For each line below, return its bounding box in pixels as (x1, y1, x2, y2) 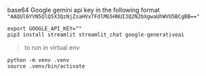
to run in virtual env (24, 44, 80, 51)
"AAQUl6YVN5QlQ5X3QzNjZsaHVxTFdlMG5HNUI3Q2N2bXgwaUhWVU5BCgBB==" (7, 13, 200, 20)
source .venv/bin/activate (7, 63, 85, 70)
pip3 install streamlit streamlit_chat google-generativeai (7, 31, 185, 38)
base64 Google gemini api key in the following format (7, 6, 160, 14)
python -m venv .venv (7, 57, 70, 64)
